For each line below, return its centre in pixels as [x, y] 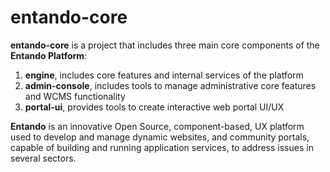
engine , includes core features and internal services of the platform [164, 75]
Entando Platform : [49, 55]
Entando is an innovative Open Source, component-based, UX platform [157, 126]
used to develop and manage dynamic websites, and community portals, [160, 137]
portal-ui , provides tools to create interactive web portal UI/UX [154, 107]
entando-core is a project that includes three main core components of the [165, 45]
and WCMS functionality [75, 96]
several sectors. [43, 158]
